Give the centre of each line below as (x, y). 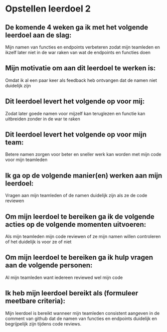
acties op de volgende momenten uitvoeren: (76, 224)
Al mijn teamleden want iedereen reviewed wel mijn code (64, 277)
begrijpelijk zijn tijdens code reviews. (43, 323)
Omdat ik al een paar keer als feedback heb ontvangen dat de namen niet (81, 80)
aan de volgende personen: (49, 266)
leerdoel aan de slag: (38, 35)
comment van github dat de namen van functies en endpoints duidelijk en (81, 318)
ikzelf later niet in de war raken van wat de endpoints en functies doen (78, 52)
